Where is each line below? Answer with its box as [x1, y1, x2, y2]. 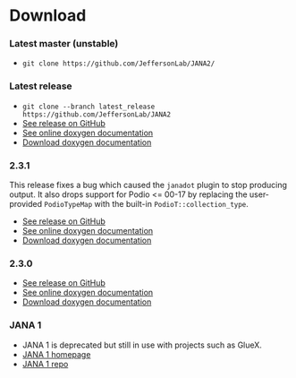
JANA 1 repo [21, 358, 69, 369]
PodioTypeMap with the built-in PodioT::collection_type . [44, 199, 249, 210]
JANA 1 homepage [21, 348, 91, 359]
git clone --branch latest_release [21, 102, 156, 111]
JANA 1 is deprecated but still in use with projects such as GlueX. [21, 339, 262, 350]
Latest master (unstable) [9, 38, 119, 50]
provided [9, 199, 43, 210]
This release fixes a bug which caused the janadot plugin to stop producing [9, 180, 288, 191]
